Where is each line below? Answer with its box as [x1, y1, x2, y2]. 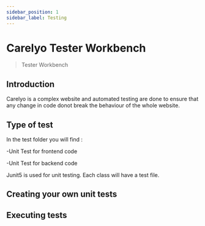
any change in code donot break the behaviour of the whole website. [6, 102, 181, 109]
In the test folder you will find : [6, 136, 83, 143]
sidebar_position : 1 [6, 9, 59, 15]
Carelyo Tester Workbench [6, 41, 146, 55]
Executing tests [6, 209, 67, 220]
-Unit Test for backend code [6, 160, 78, 167]
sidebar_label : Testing [6, 15, 67, 21]
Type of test [6, 119, 53, 130]
